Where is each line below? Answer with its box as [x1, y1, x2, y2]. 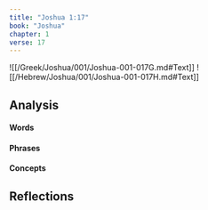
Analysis [9, 97, 60, 112]
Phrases [9, 142, 41, 153]
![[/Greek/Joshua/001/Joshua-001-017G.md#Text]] [9, 62, 196, 73]
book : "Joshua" [9, 21, 66, 30]
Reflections [9, 189, 75, 204]
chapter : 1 [9, 29, 50, 38]
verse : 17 [9, 37, 46, 47]
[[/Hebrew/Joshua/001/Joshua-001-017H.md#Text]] [9, 72, 200, 83]
